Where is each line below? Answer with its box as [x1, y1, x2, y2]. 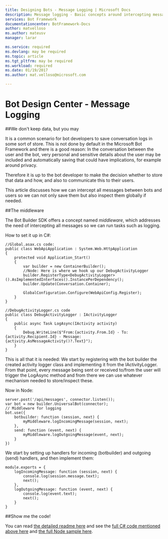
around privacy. [5, 162, 37, 168]
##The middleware [5, 207, 44, 213]
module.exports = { [5, 465, 46, 470]
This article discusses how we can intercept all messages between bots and [5, 187, 162, 193]
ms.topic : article [5, 54, 43, 59]
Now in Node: [5, 387, 33, 393]
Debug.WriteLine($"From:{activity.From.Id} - [23, 330, 120, 335]
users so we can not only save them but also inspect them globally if [5, 192, 146, 198]
